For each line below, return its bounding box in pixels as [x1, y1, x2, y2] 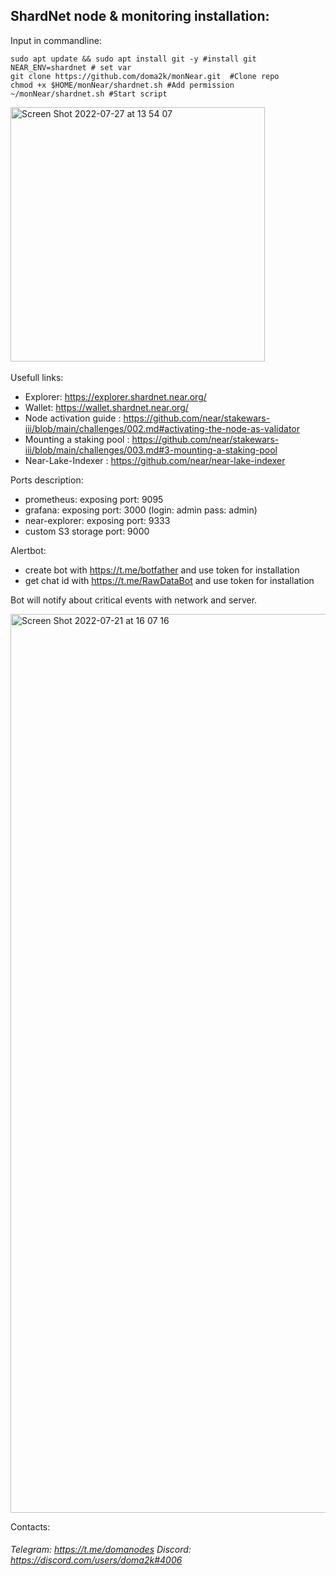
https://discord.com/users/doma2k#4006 [10, 1554, 183, 1566]
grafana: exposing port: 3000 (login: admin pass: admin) [24, 504, 258, 516]
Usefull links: [10, 371, 64, 383]
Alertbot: [10, 544, 47, 556]
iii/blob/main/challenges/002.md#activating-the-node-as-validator [24, 422, 301, 434]
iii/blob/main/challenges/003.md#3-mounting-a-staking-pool [24, 444, 278, 456]
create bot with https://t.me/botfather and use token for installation [24, 564, 300, 576]
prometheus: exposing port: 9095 [24, 493, 164, 505]
